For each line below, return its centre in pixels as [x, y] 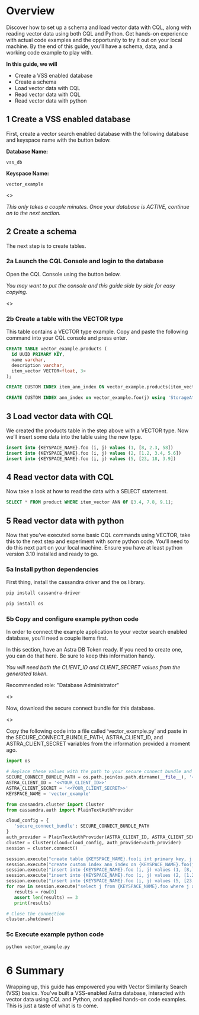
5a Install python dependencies [52, 569]
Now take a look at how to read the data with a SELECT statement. [87, 491]
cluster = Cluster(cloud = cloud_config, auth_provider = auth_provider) [94, 842]
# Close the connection [36, 914]
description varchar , [38, 365]
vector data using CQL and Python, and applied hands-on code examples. [97, 1000]
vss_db [14, 162]
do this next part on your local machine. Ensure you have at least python [94, 548]
